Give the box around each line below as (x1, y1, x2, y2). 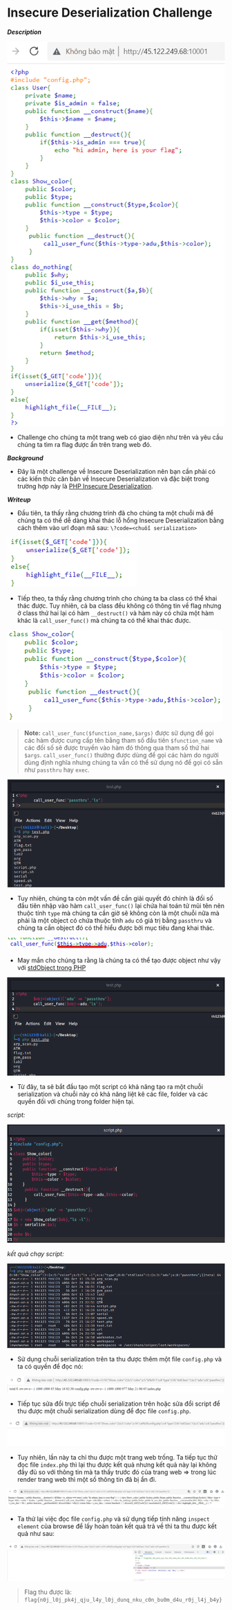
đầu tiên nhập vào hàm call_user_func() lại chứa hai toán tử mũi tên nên (17, 902, 224, 910)
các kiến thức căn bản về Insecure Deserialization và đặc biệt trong (17, 475, 209, 483)
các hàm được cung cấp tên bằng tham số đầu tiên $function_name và (23, 736, 223, 744)
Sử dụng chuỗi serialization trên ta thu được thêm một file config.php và (17, 1354, 222, 1363)
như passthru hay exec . (23, 766, 90, 774)
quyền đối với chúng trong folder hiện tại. (17, 1097, 135, 1106)
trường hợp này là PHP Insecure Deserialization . (17, 481, 153, 490)
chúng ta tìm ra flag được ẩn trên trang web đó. (17, 440, 152, 448)
